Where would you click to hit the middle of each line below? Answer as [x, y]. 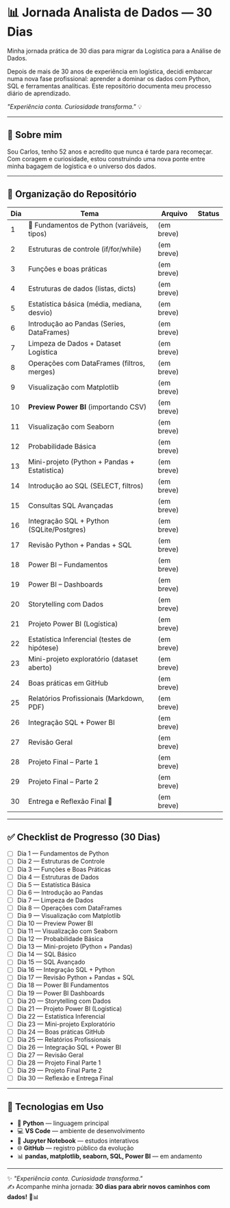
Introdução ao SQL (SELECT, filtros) [86, 486]
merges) [42, 372]
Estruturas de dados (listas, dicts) [82, 288]
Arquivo [175, 213]
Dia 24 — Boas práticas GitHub [61, 1032]
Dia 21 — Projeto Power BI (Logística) [69, 1008]
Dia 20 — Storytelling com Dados [64, 1001]
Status [208, 213]
